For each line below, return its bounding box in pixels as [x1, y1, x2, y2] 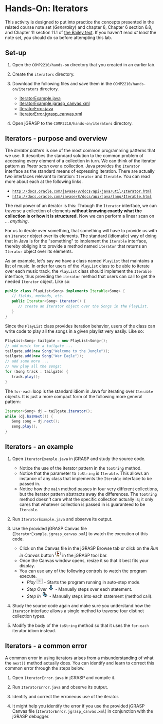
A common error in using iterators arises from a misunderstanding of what [5, 655, 154, 661]
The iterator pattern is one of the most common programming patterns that [5, 147, 156, 153]
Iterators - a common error [5, 642, 88, 650]
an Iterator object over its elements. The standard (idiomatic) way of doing [5, 233, 157, 239]
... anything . [5, 218, 29, 224]
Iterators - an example [5, 442, 74, 451]
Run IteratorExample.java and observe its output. [12, 516, 113, 522]
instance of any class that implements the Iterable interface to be [19, 475, 152, 481]
